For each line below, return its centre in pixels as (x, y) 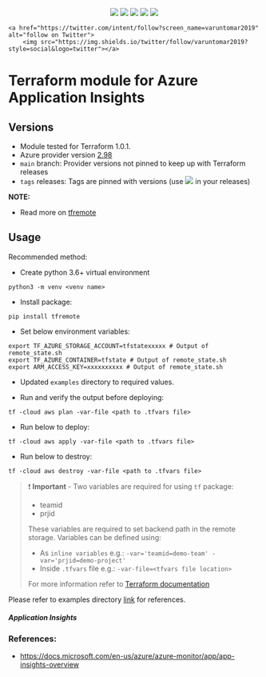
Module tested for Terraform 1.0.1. (75, 146)
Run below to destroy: (56, 456)
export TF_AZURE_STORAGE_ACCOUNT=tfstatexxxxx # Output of (109, 346)
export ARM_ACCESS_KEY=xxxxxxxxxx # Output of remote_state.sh (116, 367)
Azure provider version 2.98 (66, 155)
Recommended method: (48, 257)
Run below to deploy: (55, 427)
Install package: (46, 302)
